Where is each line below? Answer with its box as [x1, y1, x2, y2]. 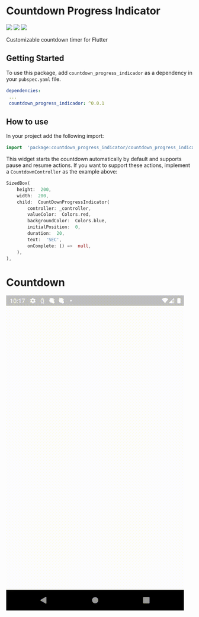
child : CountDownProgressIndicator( [17, 199, 110, 205]
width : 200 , [17, 193, 49, 199]
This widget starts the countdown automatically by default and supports [6, 156, 182, 163]
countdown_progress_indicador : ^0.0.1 [8, 100, 105, 106]
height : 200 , [17, 186, 52, 193]
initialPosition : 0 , [27, 224, 81, 230]
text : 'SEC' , [27, 237, 62, 243]
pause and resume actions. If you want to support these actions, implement [6, 162, 191, 169]
